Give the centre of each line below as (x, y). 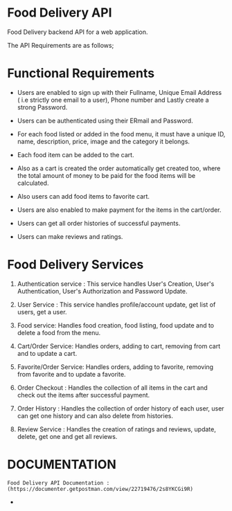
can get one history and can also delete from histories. (95, 415)
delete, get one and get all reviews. (67, 436)
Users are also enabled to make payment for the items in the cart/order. (119, 210)
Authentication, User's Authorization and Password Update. (102, 291)
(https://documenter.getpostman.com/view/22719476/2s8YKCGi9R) (100, 489)
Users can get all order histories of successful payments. (99, 223)
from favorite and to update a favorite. (71, 374)
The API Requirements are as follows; (61, 45)
